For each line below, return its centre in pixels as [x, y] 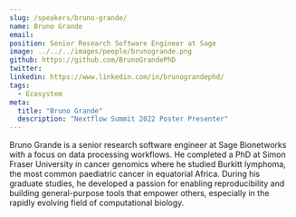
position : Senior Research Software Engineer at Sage [113, 43]
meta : [19, 102]
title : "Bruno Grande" [60, 111]
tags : [19, 85]
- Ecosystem [40, 94]
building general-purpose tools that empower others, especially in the [139, 193]
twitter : [26, 69]
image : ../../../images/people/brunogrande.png [101, 52]
